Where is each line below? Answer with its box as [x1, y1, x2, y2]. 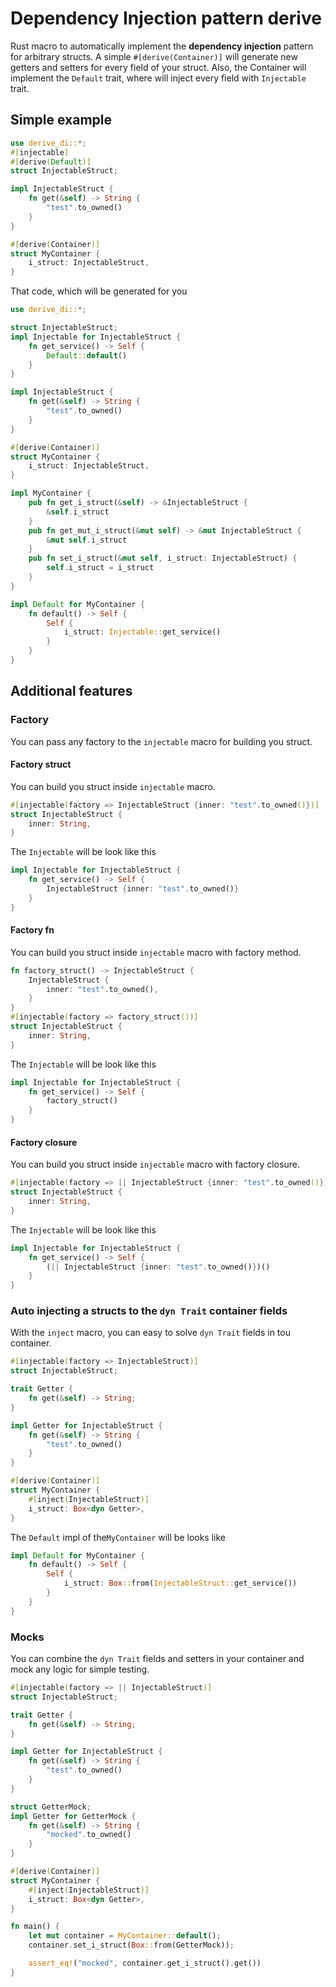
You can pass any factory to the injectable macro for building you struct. [10, 735, 313, 747]
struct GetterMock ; [10, 1802, 92, 1812]
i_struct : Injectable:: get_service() [63, 627, 222, 637]
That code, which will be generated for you [10, 285, 188, 297]
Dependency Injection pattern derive [10, 7, 322, 30]
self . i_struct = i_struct [46, 563, 155, 573]
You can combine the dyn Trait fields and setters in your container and [10, 1653, 305, 1665]
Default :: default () [46, 350, 128, 361]
